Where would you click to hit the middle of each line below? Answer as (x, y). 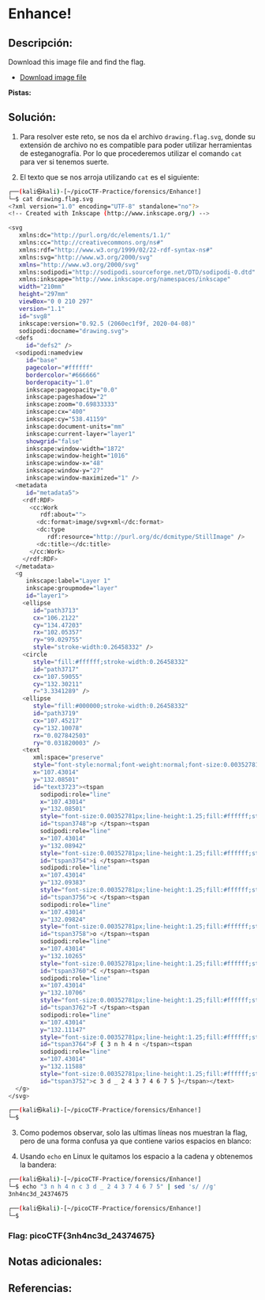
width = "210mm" (42, 287)
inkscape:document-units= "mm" (75, 426)
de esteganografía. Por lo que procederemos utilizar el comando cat (131, 153)
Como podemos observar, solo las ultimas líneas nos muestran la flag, (133, 1133)
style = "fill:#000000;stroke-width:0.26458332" (111, 706)
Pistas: (20, 93)
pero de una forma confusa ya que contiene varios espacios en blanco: (135, 1141)
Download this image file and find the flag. (77, 62)
